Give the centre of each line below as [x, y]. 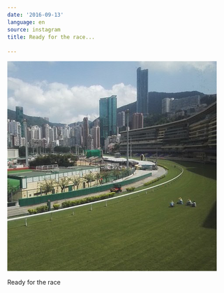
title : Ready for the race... [51, 37]
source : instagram [34, 29]
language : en [26, 22]
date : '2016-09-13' [36, 15]
